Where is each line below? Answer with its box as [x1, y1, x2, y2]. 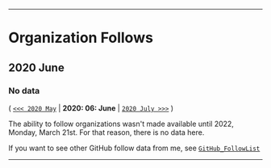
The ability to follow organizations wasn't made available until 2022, [8, 119, 234, 128]
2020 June [8, 61, 65, 74]
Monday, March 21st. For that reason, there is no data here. [8, 127, 205, 137]
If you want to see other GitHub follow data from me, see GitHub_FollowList [8, 143, 261, 153]
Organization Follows [8, 29, 153, 47]
